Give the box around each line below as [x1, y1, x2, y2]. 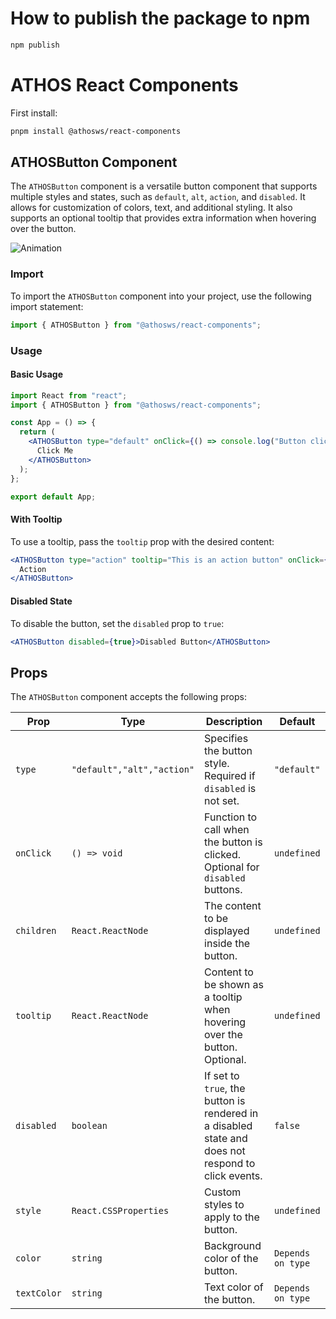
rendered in [204, 1107, 259, 1121]
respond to [204, 1157, 256, 1171]
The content [204, 899, 262, 913]
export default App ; [10, 492, 97, 502]
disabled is [204, 782, 257, 796]
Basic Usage [10, 368, 63, 381]
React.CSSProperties [71, 1205, 170, 1217]
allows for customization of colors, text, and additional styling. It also [10, 202, 293, 214]
